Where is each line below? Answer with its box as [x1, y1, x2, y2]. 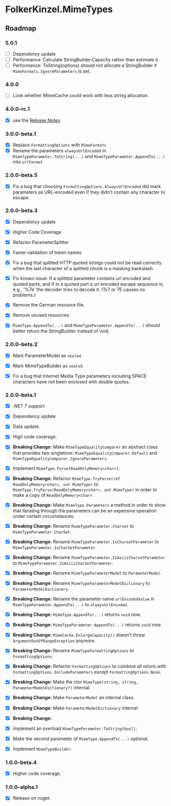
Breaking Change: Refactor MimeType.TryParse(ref [12, 475, 120, 481]
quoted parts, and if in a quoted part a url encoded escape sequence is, [12, 281, 164, 287]
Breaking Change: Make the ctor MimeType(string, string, [12, 679, 139, 685]
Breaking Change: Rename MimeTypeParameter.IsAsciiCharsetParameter [12, 554, 165, 560]
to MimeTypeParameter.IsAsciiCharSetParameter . [12, 560, 114, 566]
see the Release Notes [12, 117, 60, 123]
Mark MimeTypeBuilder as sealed [12, 363, 83, 369]
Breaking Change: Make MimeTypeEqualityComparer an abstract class [12, 444, 158, 450]
